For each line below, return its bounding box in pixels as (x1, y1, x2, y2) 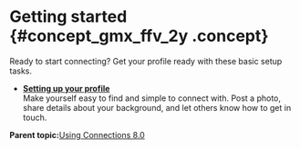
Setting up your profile (22, 83, 110, 94)
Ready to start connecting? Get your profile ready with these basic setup (9, 55, 283, 66)
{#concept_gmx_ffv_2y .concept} (9, 25, 269, 46)
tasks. (9, 65, 33, 76)
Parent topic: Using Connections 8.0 (9, 129, 146, 140)
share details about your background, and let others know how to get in (22, 102, 292, 113)
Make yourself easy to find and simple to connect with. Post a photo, (22, 93, 281, 104)
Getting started (9, 6, 128, 27)
